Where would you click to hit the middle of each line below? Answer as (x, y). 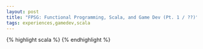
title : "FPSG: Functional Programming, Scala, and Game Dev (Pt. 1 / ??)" (102, 17)
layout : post (23, 12)
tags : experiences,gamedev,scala (48, 23)
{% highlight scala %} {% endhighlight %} (58, 40)
